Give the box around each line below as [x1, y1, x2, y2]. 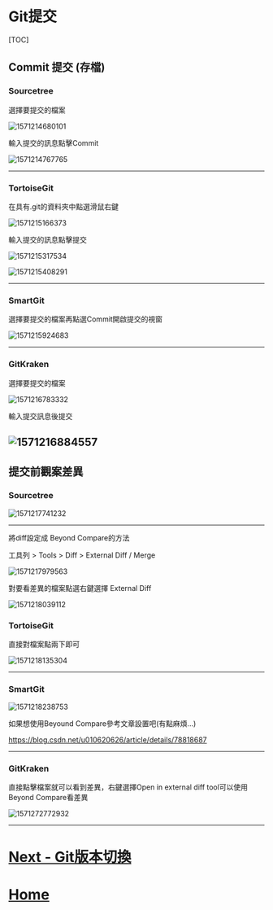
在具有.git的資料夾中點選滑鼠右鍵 [8, 201, 119, 212]
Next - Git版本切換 [8, 847, 132, 866]
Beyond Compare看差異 [8, 793, 89, 803]
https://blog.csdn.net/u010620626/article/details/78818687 [8, 735, 207, 745]
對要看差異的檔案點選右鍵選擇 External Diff [8, 583, 152, 593]
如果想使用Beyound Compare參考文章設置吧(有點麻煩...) [8, 719, 197, 728]
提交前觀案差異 [8, 465, 84, 479]
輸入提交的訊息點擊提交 [8, 234, 87, 244]
